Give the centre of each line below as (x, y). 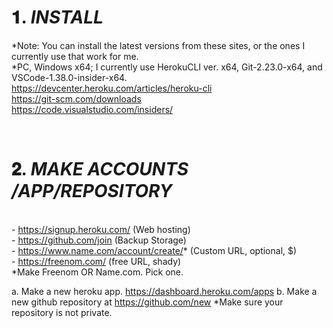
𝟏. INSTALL (57, 17)
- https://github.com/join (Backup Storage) (99, 240)
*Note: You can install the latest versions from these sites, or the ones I (158, 45)
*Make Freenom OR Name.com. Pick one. (97, 272)
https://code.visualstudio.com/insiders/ (92, 109)
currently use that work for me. (75, 56)
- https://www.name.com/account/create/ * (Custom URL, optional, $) (154, 250)
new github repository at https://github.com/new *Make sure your (147, 302)
